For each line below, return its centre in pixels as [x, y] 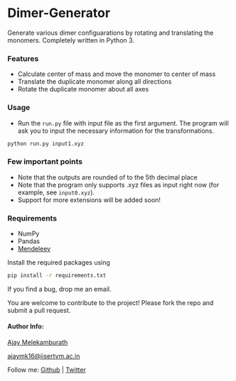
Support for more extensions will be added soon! [89, 199]
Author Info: [26, 326]
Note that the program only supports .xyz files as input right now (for [118, 184]
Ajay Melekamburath [38, 343]
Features [23, 58]
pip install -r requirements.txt [57, 275]
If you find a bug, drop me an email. [59, 289]
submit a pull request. [39, 310]
